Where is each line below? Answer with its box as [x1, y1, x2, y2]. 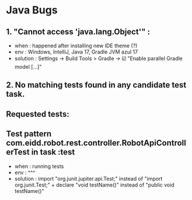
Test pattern [6, 129, 52, 139]
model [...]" [14, 64, 42, 70]
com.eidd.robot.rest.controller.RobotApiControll [6, 138, 187, 148]
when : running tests [14, 163, 64, 170]
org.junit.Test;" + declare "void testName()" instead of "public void [14, 181, 175, 188]
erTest [6, 147, 30, 157]
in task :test [31, 147, 75, 157]
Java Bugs [6, 3, 58, 17]
